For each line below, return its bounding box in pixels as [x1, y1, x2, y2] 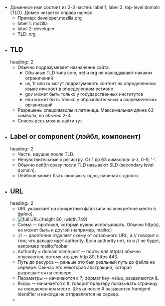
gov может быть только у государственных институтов [25, 91, 143, 97]
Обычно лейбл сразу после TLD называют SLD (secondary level [17, 162, 154, 168]
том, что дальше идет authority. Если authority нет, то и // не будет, [17, 238, 160, 244]
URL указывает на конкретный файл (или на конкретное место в [17, 206, 156, 212]
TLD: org [17, 31, 36, 37]
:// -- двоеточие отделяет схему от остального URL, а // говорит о [17, 233, 159, 239]
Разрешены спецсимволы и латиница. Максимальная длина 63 [17, 107, 154, 113]
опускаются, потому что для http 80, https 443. [17, 254, 119, 260]
